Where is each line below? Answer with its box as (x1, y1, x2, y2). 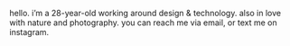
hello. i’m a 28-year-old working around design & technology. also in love (9, 8, 282, 18)
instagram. (9, 27, 50, 37)
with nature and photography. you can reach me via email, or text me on (9, 17, 277, 28)
